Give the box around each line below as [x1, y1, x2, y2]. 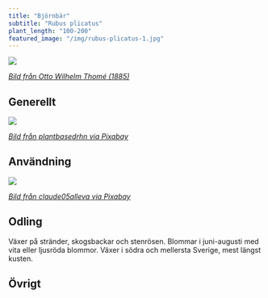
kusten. [8, 254, 34, 263]
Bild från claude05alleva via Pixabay [8, 191, 131, 201]
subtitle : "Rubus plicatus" [8, 19, 103, 27]
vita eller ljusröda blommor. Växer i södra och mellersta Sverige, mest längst [8, 245, 262, 254]
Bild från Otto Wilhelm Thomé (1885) [8, 72, 130, 82]
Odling [8, 215, 43, 229]
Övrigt [8, 277, 42, 291]
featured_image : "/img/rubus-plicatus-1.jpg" [8, 34, 164, 43]
